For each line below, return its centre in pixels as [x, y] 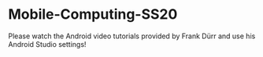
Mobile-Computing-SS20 [93, 14]
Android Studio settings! [47, 44]
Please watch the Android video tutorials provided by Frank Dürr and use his [132, 36]
